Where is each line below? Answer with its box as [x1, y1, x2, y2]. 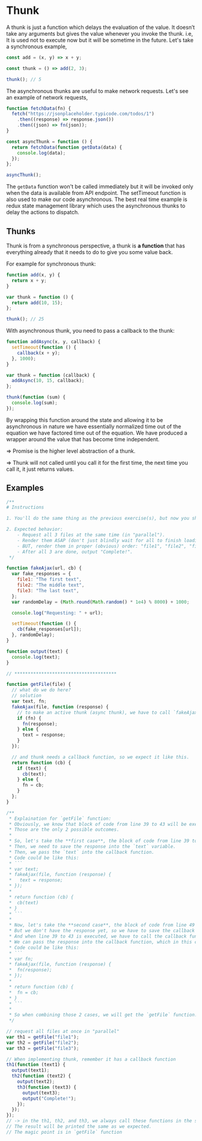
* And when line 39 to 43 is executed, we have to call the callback [8, 933, 187, 939]
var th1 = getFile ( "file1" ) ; [6, 1034, 79, 1040]
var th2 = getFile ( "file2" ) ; [6, 1040, 79, 1046]
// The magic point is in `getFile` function [6, 1129, 122, 1135]
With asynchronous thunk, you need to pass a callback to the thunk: [6, 327, 175, 334]
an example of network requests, [6, 94, 88, 101]
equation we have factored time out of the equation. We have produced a [6, 429, 188, 436]
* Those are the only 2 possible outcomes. [8, 826, 120, 833]
